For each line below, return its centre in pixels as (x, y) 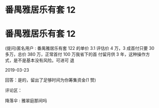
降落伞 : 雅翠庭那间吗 (26, 101)
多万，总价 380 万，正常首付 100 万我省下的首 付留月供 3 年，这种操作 (75, 54)
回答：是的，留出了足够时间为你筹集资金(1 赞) (50, 80)
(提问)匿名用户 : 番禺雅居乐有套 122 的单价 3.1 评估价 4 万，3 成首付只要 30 (80, 48)
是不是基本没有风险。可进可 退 (44, 61)
